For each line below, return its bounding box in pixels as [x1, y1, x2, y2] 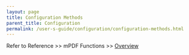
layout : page [6, 8, 40, 15]
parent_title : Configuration [6, 20, 80, 26]
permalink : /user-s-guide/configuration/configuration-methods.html [6, 25, 184, 32]
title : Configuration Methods [6, 15, 84, 21]
